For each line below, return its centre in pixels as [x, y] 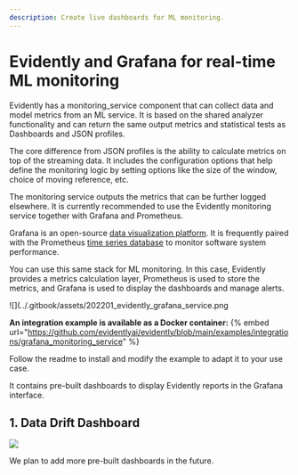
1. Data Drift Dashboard [75, 423]
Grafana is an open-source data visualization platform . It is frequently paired [149, 233]
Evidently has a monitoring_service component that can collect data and [141, 105]
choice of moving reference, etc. [69, 179]
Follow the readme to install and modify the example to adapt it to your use [146, 358]
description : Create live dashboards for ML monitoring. [117, 17]
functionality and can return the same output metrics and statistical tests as [148, 124]
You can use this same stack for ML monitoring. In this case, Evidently [138, 269]
